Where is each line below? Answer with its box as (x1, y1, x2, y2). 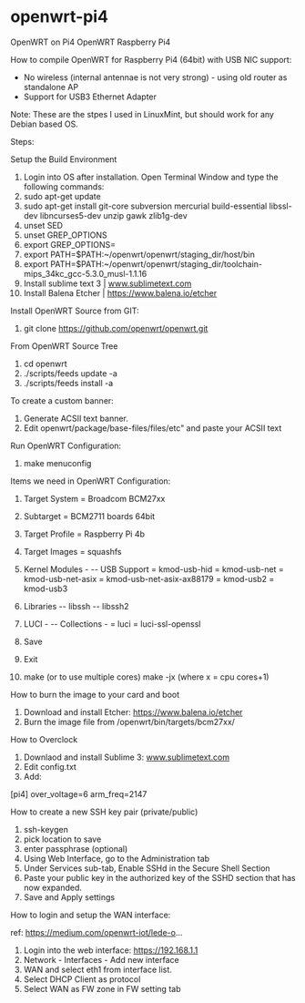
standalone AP (23, 81, 79, 92)
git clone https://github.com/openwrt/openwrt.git (23, 322, 208, 333)
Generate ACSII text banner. (23, 413, 128, 424)
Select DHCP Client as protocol (23, 973, 141, 985)
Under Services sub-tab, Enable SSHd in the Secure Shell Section (23, 863, 271, 874)
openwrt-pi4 (10, 6, 108, 27)
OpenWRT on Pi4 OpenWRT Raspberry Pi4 (10, 36, 171, 47)
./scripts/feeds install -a (23, 377, 114, 388)
